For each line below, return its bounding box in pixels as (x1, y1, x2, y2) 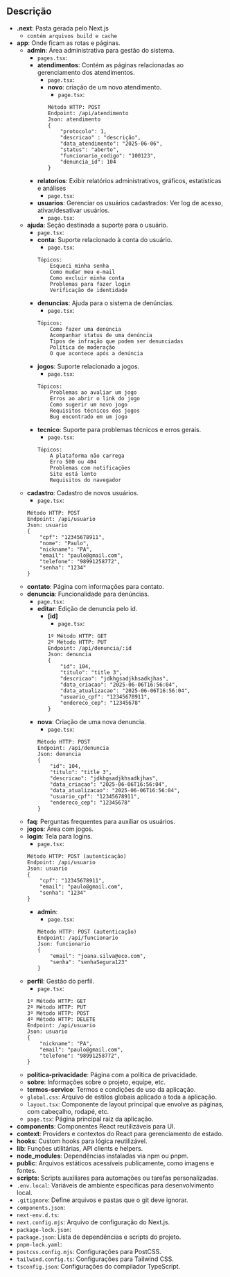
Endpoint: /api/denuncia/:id (47, 644, 132, 651)
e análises (37, 184, 67, 192)
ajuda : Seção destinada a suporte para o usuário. (26, 221, 168, 229)
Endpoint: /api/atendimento (47, 110, 129, 117)
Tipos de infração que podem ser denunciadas (50, 338, 184, 345)
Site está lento (50, 470, 97, 477)
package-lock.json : (16, 1225, 72, 1233)
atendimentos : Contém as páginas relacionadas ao (37, 60, 184, 69)
